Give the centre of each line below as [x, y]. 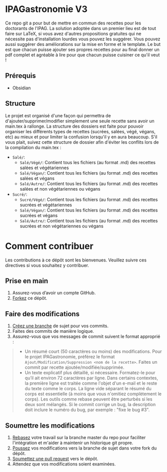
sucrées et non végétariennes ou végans [61, 226]
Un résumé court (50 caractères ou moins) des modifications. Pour [93, 352]
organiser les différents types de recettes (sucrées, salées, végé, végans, [80, 131]
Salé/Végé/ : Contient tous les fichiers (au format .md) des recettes [87, 162]
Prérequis [21, 76]
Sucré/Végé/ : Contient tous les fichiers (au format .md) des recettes [89, 199]
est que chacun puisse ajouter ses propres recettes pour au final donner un [83, 49]
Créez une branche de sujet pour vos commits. [60, 326]
